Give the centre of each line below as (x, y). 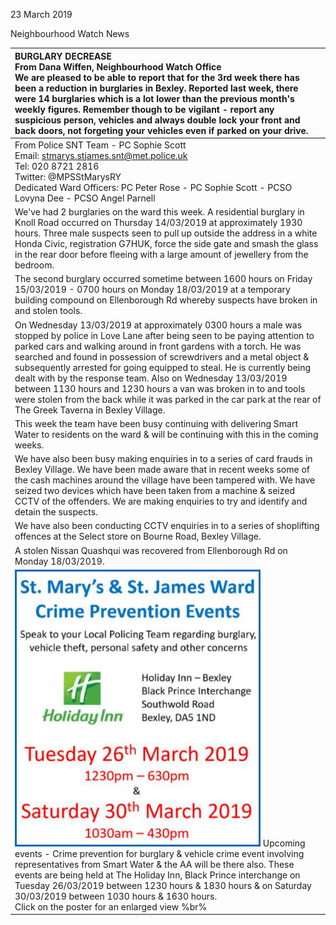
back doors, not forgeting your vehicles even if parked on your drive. (161, 130)
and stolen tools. (48, 311)
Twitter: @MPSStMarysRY (68, 176)
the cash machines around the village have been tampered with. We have (165, 480)
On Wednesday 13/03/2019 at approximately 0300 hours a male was (158, 325)
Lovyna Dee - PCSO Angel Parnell (85, 198)
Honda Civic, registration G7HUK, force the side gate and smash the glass (166, 243)
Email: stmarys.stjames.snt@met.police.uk (101, 155)
